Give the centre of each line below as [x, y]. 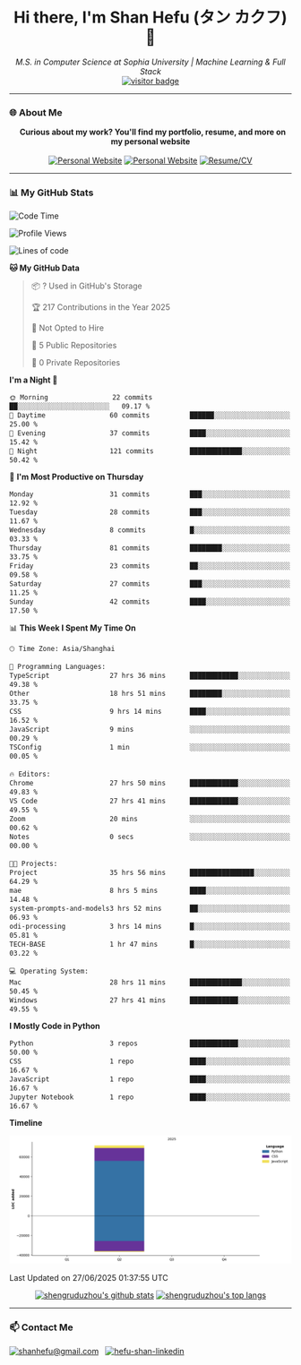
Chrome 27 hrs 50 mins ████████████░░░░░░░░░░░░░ [150, 783]
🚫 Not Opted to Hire [68, 328]
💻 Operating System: [49, 971]
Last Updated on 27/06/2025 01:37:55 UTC [89, 1277]
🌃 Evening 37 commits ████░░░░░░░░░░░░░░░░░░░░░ [150, 433]
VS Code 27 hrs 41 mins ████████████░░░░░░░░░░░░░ [150, 801]
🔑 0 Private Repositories [76, 362]
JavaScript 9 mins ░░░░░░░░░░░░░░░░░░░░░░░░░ [150, 729]
